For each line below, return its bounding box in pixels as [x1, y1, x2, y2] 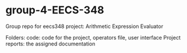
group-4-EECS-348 [5, 3, 104, 17]
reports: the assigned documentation [5, 40, 96, 47]
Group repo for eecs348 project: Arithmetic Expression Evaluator [5, 23, 163, 30]
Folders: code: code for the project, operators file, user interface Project [5, 34, 181, 41]
